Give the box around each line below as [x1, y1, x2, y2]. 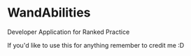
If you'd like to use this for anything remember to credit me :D [7, 41, 185, 49]
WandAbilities [7, 5, 91, 21]
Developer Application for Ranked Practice [7, 28, 130, 36]
